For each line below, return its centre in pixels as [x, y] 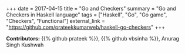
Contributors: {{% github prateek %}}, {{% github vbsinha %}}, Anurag [93, 38]
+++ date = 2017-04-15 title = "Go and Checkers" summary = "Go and [91, 9]
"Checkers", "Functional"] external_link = [56, 21]
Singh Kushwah [25, 45]
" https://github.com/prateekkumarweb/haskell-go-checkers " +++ [86, 27]
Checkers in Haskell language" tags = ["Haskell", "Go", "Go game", [87, 15]
